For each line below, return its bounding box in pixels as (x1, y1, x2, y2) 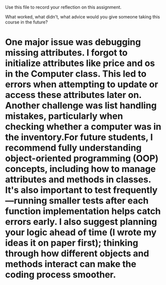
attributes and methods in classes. (5, 174, 151, 186)
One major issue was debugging (5, 37, 141, 48)
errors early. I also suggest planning (5, 216, 158, 228)
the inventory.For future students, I (5, 132, 153, 143)
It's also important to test (5, 185, 111, 196)
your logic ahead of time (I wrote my (5, 227, 157, 238)
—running (5, 195, 47, 206)
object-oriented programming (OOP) (5, 153, 159, 164)
